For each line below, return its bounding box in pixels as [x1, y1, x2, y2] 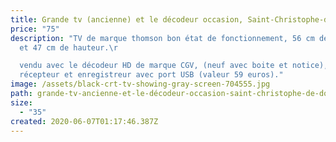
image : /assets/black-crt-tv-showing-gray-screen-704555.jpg [10, 79, 271, 90]
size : [10, 97, 33, 108]
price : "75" [10, 24, 60, 34]
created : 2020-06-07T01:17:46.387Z [10, 116, 159, 126]
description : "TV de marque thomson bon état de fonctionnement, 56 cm [10, 33, 315, 43]
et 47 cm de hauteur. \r [19, 42, 118, 53]
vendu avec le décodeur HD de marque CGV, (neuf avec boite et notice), [19, 61, 329, 71]
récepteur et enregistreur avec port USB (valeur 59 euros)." [19, 70, 284, 80]
